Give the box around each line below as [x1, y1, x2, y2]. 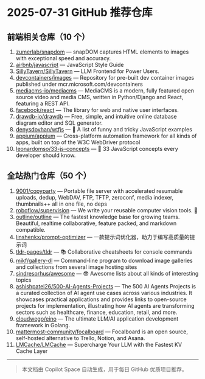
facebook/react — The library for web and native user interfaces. [15, 106, 179, 113]
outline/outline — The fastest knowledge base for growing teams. [15, 213, 180, 220]
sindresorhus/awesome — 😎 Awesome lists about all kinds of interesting [15, 269, 199, 277]
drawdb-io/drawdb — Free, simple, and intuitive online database [15, 113, 177, 120]
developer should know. [15, 151, 76, 159]
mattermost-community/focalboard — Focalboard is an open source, [15, 328, 188, 335]
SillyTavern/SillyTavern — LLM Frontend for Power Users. [15, 68, 160, 75]
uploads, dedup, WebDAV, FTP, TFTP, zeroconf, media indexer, [15, 193, 174, 201]
